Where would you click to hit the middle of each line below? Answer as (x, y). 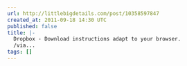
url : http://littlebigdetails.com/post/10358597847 (83, 13)
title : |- (21, 33)
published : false (32, 26)
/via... (25, 45)
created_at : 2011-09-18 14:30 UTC (57, 20)
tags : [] (20, 52)
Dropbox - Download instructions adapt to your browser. (97, 39)
